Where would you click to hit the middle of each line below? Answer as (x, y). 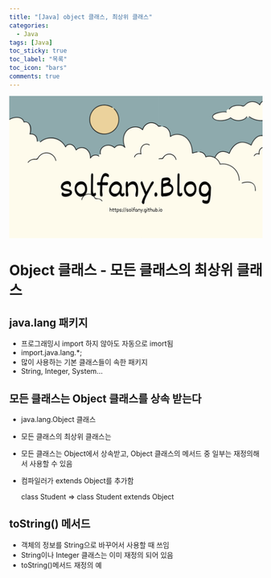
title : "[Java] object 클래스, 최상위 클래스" (81, 17)
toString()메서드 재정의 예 (62, 565)
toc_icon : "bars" (38, 68)
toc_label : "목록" (38, 59)
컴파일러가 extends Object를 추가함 (77, 481)
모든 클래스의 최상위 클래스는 (66, 437)
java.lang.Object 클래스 (58, 420)
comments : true (35, 76)
